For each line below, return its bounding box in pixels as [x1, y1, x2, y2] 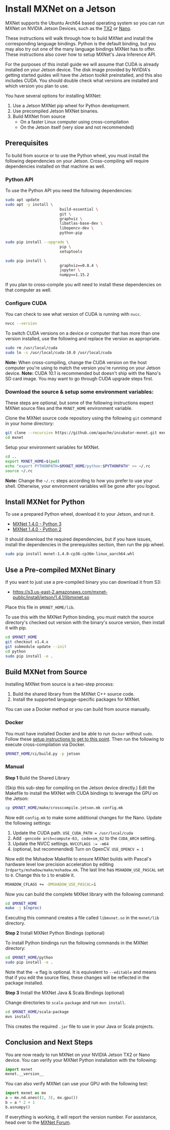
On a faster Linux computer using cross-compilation [20, 118, 129, 125]
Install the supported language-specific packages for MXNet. [12, 696, 141, 702]
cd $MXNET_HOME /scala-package [5, 1009, 69, 1015]
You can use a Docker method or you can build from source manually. [5, 706, 151, 712]
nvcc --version [5, 321, 37, 326]
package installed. [5, 980, 44, 986]
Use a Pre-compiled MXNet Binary [5, 566, 116, 574]
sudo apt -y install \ [5, 202, 53, 207]
